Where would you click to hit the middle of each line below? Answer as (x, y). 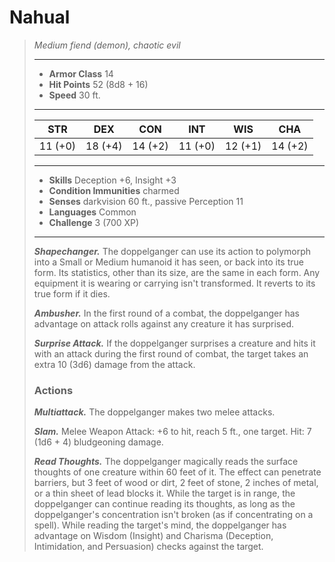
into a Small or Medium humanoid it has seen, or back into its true (168, 262)
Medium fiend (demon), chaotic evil (107, 45)
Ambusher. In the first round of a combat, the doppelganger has (166, 313)
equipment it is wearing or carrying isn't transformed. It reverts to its (174, 283)
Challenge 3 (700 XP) (94, 222)
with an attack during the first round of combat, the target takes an (171, 353)
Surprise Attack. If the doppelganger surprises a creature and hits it (174, 343)
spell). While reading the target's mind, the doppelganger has (160, 525)
